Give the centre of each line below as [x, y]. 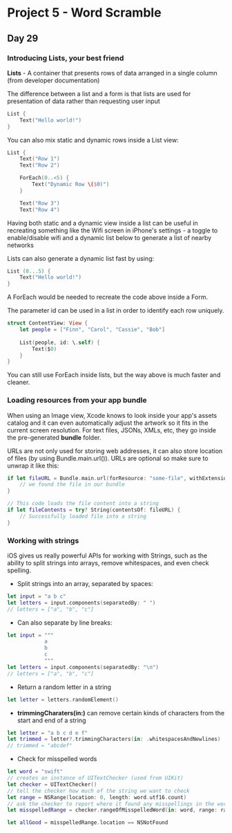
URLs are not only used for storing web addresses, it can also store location [115, 450]
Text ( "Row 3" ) [40, 203]
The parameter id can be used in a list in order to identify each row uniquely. [116, 311]
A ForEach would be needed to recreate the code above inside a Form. [108, 297]
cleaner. [19, 383]
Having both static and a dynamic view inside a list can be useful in [103, 223]
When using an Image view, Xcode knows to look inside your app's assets [112, 415]
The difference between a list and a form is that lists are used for [99, 93]
